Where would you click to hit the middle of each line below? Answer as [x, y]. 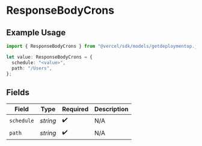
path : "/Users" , [32, 68]
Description [111, 109]
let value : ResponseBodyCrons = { [50, 57]
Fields [18, 92]
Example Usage [36, 33]
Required [75, 109]
